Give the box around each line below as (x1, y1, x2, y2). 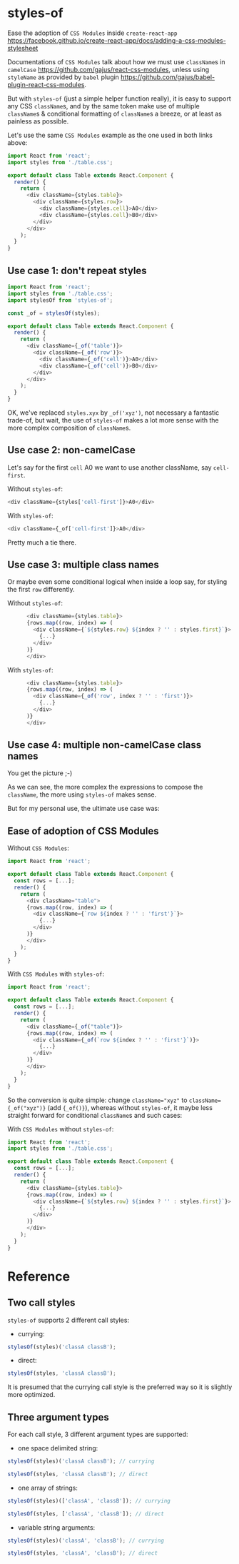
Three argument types (7, 1411, 109, 1423)
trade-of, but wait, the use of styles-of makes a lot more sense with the (7, 416, 219, 424)
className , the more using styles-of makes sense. (7, 790, 157, 799)
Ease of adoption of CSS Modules (7, 824, 159, 837)
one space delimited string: (17, 1444, 98, 1453)
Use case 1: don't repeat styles (7, 264, 148, 276)
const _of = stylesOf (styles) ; (7, 309, 101, 317)
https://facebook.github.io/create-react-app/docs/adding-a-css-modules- (7, 36, 226, 44)
